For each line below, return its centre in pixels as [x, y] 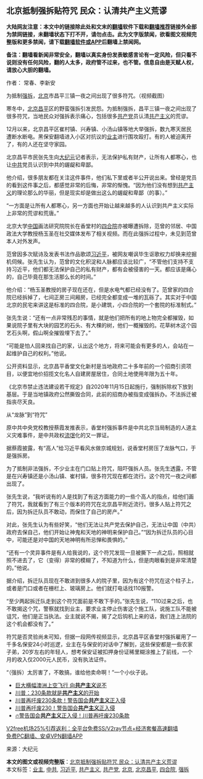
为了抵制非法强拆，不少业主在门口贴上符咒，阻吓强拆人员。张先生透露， [96, 468]
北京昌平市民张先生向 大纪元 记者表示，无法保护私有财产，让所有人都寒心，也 [101, 157]
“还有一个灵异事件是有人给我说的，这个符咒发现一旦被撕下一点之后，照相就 [100, 552]
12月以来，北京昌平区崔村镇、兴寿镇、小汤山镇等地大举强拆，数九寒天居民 [99, 129]
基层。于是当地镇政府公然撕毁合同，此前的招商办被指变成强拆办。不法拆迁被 [101, 394]
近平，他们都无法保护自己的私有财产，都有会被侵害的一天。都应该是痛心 [107, 269]
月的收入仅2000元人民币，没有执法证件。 [58, 659]
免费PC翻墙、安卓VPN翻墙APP [44, 736]
